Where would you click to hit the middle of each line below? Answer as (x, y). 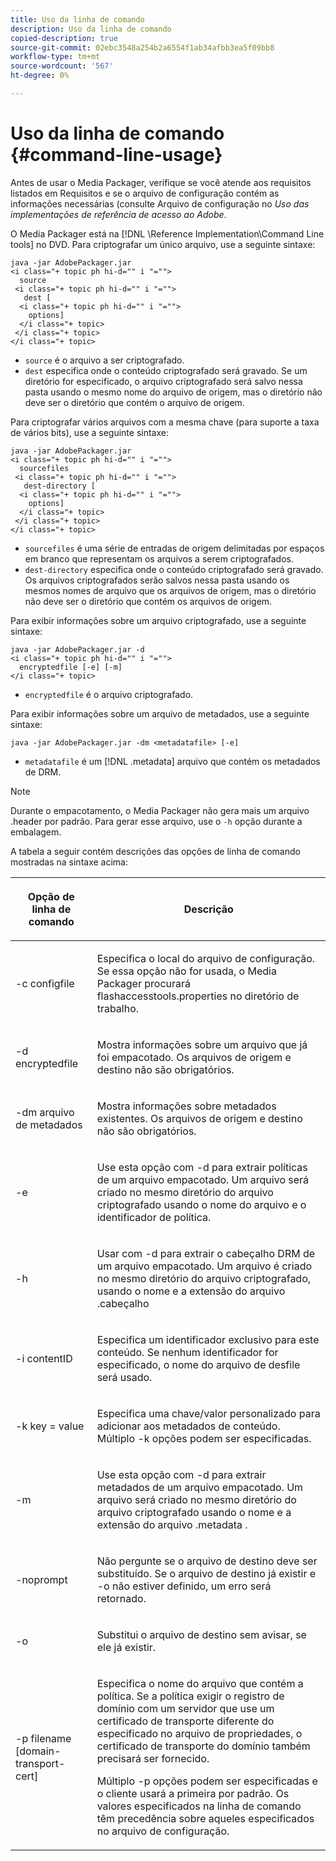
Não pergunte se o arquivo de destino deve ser (207, 1561)
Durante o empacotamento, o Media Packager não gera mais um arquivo (160, 810)
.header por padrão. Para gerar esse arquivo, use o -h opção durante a (156, 821)
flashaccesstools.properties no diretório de (198, 996)
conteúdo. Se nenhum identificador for (187, 1352)
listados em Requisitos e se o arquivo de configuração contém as (145, 193)
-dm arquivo (45, 1112)
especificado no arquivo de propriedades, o (199, 1733)
